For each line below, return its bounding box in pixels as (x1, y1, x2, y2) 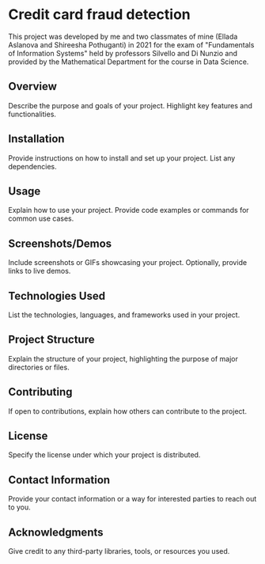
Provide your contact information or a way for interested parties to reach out (8, 494, 257, 504)
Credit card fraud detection (8, 6, 191, 24)
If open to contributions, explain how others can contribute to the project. (8, 406, 248, 416)
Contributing (8, 385, 73, 399)
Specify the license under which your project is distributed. (8, 450, 201, 460)
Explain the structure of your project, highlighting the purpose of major (8, 354, 239, 363)
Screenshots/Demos (8, 237, 112, 250)
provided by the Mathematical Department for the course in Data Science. (8, 57, 249, 66)
